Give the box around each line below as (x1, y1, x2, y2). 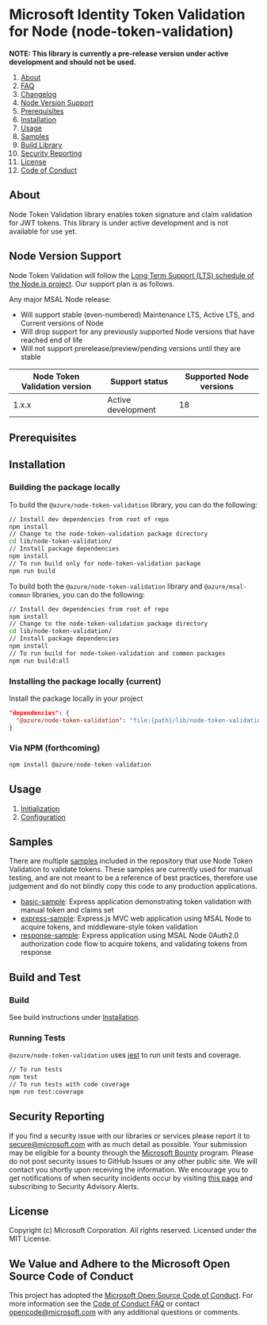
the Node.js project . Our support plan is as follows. (9, 279, 175, 288)
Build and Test (9, 971, 82, 984)
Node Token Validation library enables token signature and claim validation (9, 209, 253, 219)
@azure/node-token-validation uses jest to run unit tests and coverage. (9, 1050, 242, 1060)
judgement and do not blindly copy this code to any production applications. (9, 882, 258, 891)
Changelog (20, 89, 57, 99)
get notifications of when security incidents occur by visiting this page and (9, 1173, 253, 1183)
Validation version (21, 381, 92, 392)
